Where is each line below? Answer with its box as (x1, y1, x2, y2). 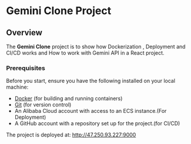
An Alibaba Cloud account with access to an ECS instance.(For (14, 108, 167, 115)
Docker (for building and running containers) (14, 95, 123, 102)
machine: (6, 83, 29, 91)
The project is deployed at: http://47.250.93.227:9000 (6, 131, 136, 139)
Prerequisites (6, 63, 45, 72)
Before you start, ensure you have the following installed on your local (6, 78, 175, 85)
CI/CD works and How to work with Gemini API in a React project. (6, 49, 165, 56)
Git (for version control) (14, 101, 72, 108)
